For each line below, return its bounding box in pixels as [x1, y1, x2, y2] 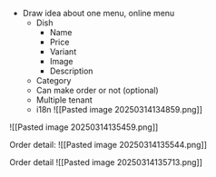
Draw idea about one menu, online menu [22, 8, 175, 18]
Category [35, 75, 72, 85]
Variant [49, 46, 77, 57]
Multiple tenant [35, 94, 93, 105]
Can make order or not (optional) [35, 85, 159, 95]
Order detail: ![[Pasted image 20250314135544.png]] [9, 140, 207, 150]
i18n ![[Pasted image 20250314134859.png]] [35, 104, 202, 114]
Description [49, 65, 93, 76]
